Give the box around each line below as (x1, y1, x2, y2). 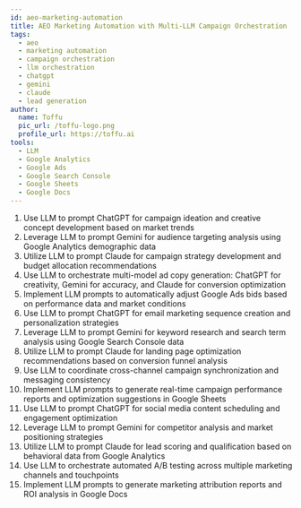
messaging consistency (22, 375, 111, 385)
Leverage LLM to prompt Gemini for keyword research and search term (22, 327, 287, 337)
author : (10, 105, 39, 114)
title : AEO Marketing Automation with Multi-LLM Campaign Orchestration (10, 22, 288, 30)
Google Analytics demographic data (22, 241, 156, 252)
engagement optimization (22, 413, 118, 423)
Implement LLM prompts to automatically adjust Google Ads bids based (22, 288, 288, 299)
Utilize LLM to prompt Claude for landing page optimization (22, 346, 242, 357)
